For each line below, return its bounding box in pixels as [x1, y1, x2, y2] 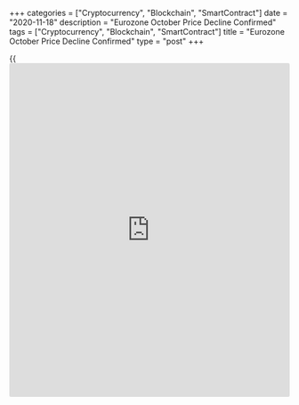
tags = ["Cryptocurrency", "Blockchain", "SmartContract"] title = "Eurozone [9, 27, 285, 36]
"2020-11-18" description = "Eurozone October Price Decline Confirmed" [9, 17, 277, 28]
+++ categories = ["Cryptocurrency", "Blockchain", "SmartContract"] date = [9, 8, 288, 18]
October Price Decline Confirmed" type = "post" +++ [9, 36, 205, 46]
